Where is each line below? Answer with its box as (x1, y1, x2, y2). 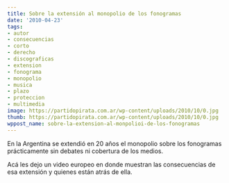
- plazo (7, 88, 30, 95)
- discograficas (7, 56, 54, 63)
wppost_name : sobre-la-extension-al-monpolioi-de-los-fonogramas (7, 120, 200, 127)
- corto (7, 42, 30, 49)
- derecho (7, 49, 36, 56)
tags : (7, 23, 23, 30)
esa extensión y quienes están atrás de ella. (7, 168, 133, 176)
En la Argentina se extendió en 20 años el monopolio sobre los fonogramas (7, 139, 222, 148)
